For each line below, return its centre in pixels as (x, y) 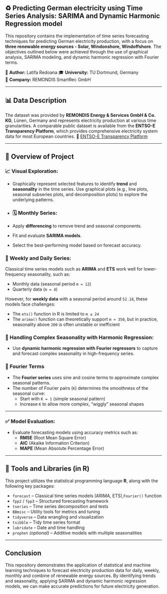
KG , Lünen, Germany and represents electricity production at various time (81, 120)
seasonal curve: (29, 393)
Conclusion (23, 553)
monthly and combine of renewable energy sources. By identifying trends (81, 576)
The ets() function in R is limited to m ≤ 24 (56, 313)
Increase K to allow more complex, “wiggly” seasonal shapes (82, 404)
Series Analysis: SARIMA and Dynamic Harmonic (83, 16)
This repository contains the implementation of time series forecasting (77, 36)
